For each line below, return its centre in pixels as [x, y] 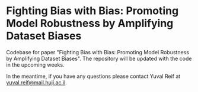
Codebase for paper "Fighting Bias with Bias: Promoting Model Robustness [98, 52]
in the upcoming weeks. [35, 65]
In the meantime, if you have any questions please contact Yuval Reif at [93, 76]
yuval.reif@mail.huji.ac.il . [36, 82]
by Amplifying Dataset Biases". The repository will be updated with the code [99, 58]
